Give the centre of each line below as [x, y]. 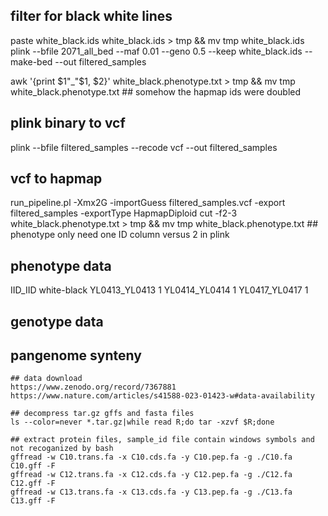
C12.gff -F [33, 484]
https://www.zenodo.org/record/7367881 [93, 387]
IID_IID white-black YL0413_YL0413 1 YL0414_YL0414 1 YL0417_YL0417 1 [159, 290]
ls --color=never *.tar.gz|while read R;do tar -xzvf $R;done [142, 422]
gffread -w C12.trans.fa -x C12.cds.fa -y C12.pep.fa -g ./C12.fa [151, 475]
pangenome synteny [76, 355]
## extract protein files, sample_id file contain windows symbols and [162, 440]
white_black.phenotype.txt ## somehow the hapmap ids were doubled [156, 91]
